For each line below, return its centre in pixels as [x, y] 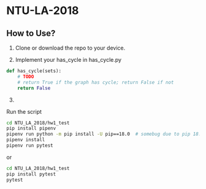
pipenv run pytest [30, 146]
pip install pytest [31, 174]
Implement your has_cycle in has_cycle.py [68, 60]
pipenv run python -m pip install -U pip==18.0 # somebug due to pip [98, 134]
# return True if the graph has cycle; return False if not [96, 82]
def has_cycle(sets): [34, 71]
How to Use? [31, 33]
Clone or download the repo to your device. [70, 48]
